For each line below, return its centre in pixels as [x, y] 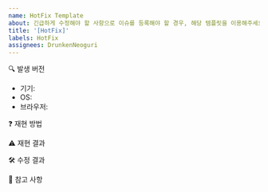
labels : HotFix [33, 38]
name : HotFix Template [46, 16]
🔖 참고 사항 [26, 179]
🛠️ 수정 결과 [27, 160]
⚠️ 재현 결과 [27, 143]
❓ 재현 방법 [25, 123]
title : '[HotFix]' [39, 30]
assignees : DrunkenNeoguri [53, 45]
